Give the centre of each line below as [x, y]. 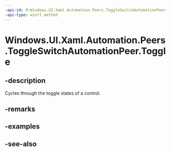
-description [25, 81]
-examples [22, 127]
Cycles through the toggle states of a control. [53, 93]
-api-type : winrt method [31, 15]
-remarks [20, 109]
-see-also [21, 144]
